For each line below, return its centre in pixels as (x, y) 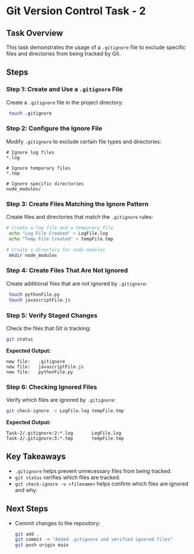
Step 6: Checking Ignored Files (52, 387)
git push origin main (41, 545)
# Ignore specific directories (45, 184)
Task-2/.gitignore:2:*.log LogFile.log (64, 433)
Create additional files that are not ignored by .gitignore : (77, 283)
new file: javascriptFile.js (45, 367)
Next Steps (27, 509)
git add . (27, 534)
